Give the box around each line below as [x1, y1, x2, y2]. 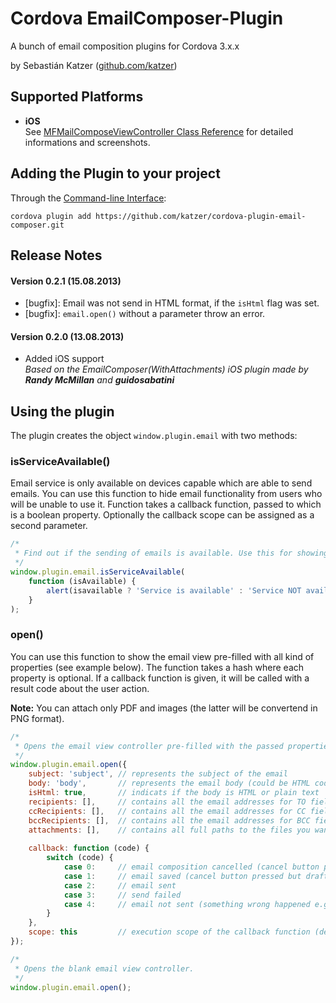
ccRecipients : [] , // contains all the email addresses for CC [28, 806, 307, 816]
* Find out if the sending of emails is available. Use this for [14, 548, 293, 559]
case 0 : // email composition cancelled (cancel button [63, 862, 320, 872]
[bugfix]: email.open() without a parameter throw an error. [24, 308, 266, 320]
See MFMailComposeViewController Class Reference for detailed [24, 125, 294, 137]
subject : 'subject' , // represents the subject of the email [28, 769, 288, 779]
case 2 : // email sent [63, 880, 177, 891]
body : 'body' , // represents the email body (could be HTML [28, 778, 311, 789]
